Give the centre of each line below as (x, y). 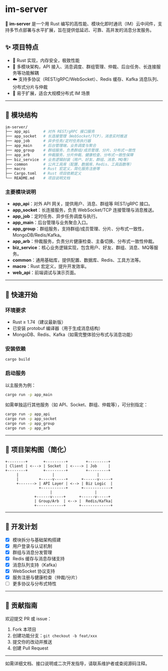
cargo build (17, 360)
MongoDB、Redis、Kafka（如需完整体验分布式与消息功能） (74, 334)
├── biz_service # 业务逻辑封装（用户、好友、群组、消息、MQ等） (68, 159)
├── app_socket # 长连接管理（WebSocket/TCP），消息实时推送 (66, 136)
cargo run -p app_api (28, 414)
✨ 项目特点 (22, 47)
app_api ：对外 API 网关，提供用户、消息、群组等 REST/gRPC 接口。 (82, 204)
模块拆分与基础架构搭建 (36, 540)
